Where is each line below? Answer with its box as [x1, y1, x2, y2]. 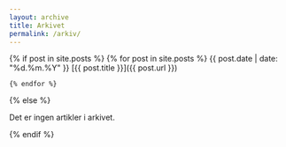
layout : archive [9, 12, 69, 22]
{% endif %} [9, 129, 55, 140]
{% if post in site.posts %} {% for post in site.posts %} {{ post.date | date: [9, 54, 279, 64]
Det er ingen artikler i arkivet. [9, 112, 115, 123]
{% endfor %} [9, 80, 58, 89]
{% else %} [9, 95, 51, 106]
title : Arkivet [9, 21, 66, 30]
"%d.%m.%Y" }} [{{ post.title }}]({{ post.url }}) [9, 62, 178, 73]
